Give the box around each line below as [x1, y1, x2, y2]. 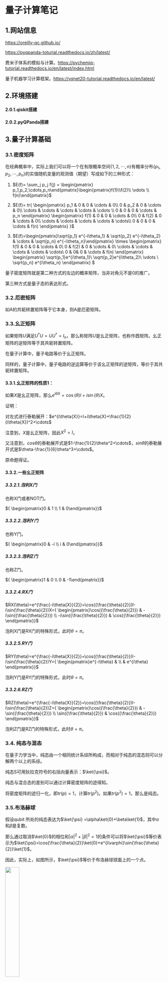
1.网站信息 [5, 26, 37, 35]
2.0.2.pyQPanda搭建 [5, 119, 49, 125]
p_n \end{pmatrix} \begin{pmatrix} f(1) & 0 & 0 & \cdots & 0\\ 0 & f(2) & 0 [12, 212, 162, 218]
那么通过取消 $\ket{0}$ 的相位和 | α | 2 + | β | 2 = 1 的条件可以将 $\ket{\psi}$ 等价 [5, 833, 157, 839]
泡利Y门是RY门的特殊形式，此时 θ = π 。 [5, 674, 86, 680]
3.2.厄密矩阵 [5, 294, 36, 301]
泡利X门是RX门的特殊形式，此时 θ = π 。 [5, 628, 86, 634]
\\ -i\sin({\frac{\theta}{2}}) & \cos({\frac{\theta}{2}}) [53, 612, 161, 618]
